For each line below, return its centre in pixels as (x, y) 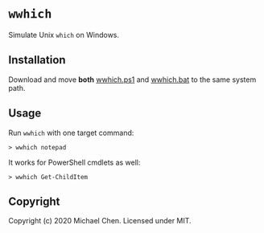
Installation (37, 60)
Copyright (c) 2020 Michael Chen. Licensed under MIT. (100, 221)
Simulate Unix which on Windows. (64, 35)
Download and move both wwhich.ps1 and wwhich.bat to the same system (132, 80)
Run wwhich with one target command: (71, 133)
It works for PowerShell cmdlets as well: (74, 162)
